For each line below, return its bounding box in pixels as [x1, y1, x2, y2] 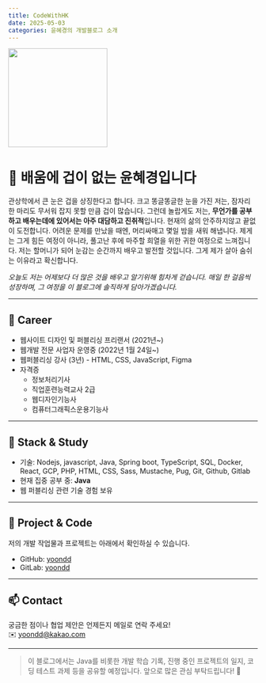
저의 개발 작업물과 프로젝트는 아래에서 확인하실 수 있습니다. [8, 538, 190, 548]
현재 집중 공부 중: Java [19, 476, 91, 485]
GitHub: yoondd [19, 554, 72, 563]
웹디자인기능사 [31, 395, 77, 404]
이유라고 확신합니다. [16, 256, 78, 265]
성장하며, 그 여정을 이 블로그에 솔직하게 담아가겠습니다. [8, 283, 177, 292]
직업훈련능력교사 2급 [31, 385, 96, 394]
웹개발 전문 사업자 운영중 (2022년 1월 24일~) [19, 345, 160, 355]
